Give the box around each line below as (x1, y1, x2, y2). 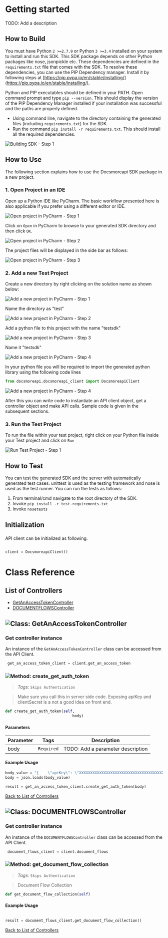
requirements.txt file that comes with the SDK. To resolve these (5, 64, 137, 70)
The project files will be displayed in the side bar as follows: (5, 247, 128, 253)
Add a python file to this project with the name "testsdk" (5, 325, 121, 331)
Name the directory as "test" (5, 305, 64, 311)
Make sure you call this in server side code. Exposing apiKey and (17, 694, 151, 700)
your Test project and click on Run (5, 437, 74, 444)
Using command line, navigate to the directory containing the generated (12, 115, 161, 121)
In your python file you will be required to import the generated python (5, 364, 150, 370)
